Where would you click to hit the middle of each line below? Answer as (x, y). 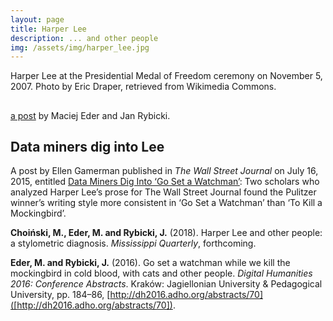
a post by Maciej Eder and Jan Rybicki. (90, 115)
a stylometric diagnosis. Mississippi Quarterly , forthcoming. (133, 243)
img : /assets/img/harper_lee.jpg (80, 47)
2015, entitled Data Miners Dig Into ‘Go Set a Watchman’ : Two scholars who (165, 182)
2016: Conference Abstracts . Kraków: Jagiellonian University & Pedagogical (166, 284)
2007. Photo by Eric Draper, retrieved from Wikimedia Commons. (143, 87)
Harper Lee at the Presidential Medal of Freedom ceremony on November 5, (166, 76)
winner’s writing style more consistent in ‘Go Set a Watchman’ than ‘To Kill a (166, 203)
